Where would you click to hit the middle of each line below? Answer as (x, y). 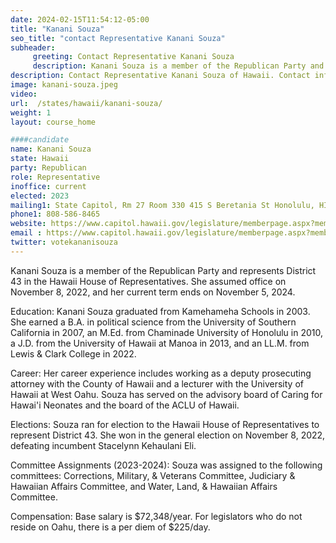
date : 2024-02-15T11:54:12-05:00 (80, 19)
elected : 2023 (40, 196)
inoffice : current (48, 186)
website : (28, 224)
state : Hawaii (40, 159)
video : (24, 94)
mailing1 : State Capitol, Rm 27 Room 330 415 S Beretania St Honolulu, (162, 205)
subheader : (33, 47)
